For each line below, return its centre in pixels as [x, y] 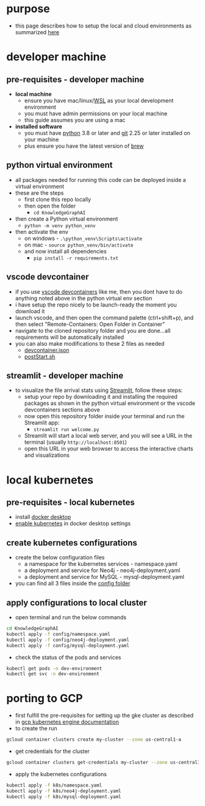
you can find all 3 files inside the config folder [73, 583]
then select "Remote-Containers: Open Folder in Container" [90, 324]
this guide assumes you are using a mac [75, 120]
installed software [39, 126]
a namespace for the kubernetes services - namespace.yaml [101, 564]
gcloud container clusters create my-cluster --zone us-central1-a [94, 740]
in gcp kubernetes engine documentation [67, 722]
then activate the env [42, 231]
